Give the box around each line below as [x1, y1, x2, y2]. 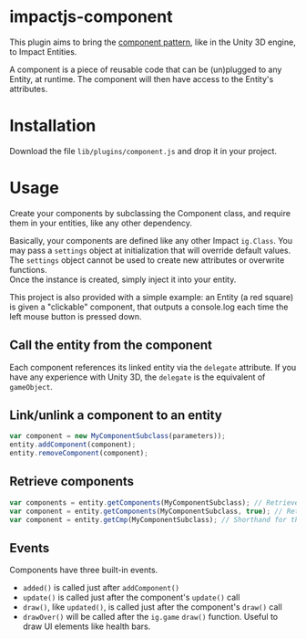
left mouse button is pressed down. [9, 310, 143, 321]
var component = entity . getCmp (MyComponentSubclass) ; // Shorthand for [9, 515, 287, 524]
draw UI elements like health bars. [22, 621, 151, 632]
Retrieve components [9, 474, 135, 489]
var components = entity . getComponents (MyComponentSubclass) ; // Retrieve [9, 498, 300, 508]
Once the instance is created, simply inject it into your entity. [9, 274, 237, 285]
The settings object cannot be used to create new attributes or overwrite [9, 254, 285, 266]
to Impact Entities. [9, 46, 77, 57]
